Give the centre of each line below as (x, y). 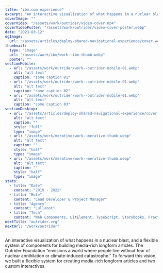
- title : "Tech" (26, 213)
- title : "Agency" (28, 204)
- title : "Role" (26, 195)
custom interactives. (25, 266)
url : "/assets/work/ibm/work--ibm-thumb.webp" (57, 55)
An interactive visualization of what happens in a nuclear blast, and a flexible (81, 240)
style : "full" (28, 127)
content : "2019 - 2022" (38, 190)
